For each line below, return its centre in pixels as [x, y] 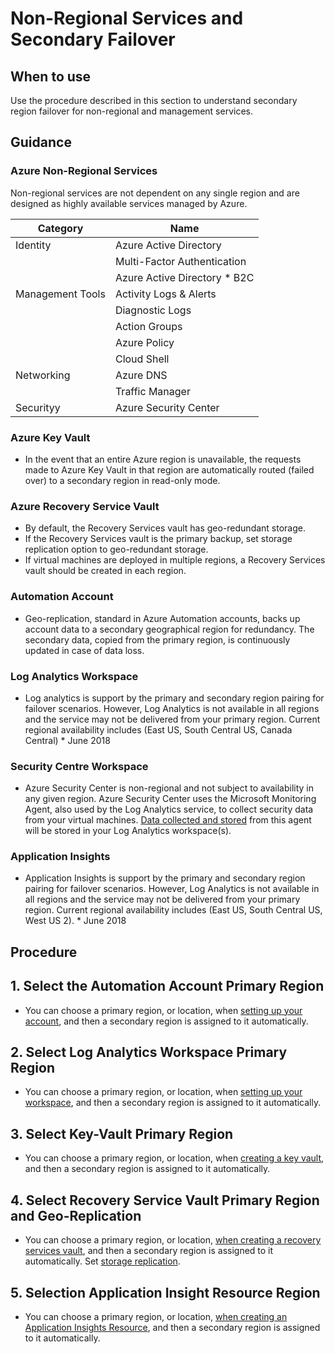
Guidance [41, 142]
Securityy [38, 407]
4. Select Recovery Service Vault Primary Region [165, 1200]
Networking [43, 375]
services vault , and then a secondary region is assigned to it [149, 1251]
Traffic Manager [152, 391]
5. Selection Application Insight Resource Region [165, 1292]
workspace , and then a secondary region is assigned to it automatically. [173, 1103]
